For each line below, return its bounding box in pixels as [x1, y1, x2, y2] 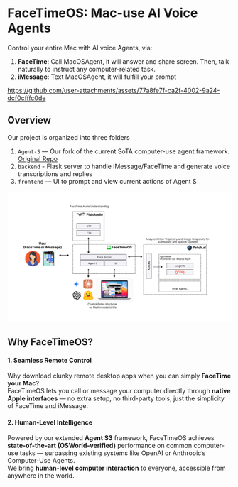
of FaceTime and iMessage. [7, 402, 89, 410]
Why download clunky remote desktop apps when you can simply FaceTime [7, 371, 231, 381]
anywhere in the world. [7, 471, 75, 480]
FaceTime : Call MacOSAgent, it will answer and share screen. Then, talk [17, 57, 229, 65]
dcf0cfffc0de [7, 94, 46, 102]
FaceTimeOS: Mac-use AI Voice [7, 5, 198, 21]
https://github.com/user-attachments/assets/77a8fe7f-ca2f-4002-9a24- [7, 86, 220, 94]
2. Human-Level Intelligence [7, 417, 93, 427]
